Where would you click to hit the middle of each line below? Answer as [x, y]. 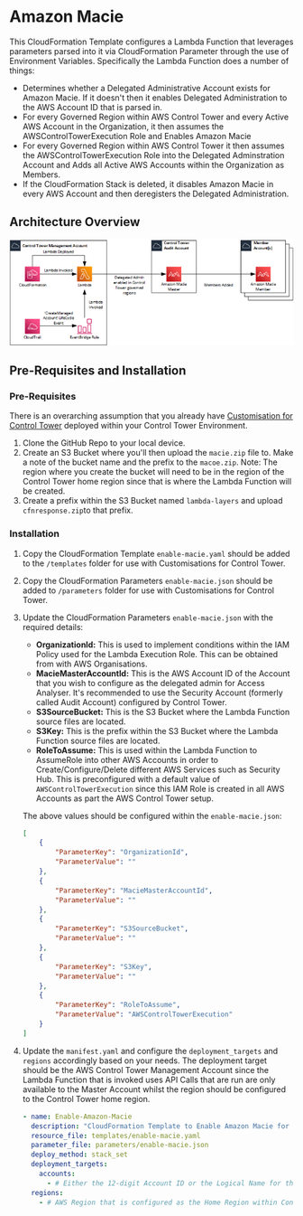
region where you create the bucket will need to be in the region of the [153, 472]
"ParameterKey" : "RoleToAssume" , [118, 1005]
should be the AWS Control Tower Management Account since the [146, 1070]
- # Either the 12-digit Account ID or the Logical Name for [164, 1183]
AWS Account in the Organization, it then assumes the [123, 126]
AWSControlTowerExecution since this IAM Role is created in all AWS [160, 788]
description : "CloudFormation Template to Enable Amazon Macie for [161, 1126]
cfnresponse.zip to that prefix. [78, 510]
